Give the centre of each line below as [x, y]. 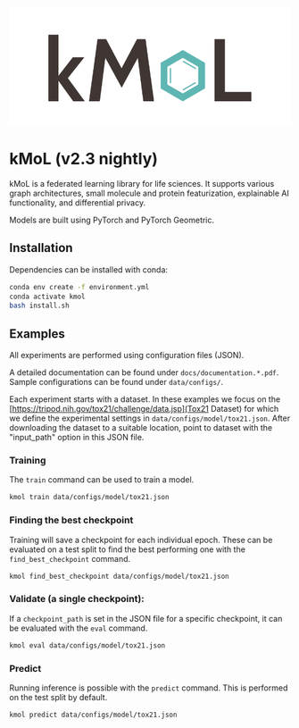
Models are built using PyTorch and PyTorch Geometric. [112, 220]
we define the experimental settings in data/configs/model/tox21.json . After [150, 418]
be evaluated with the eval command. [79, 628]
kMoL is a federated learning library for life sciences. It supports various [142, 183]
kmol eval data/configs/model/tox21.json [87, 645]
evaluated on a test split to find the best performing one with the [127, 549]
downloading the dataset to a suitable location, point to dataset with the [141, 428]
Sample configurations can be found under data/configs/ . [116, 382]
